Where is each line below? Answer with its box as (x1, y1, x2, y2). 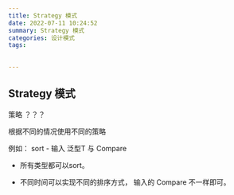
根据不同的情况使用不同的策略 (8, 127, 106, 136)
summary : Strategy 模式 (8, 26, 85, 34)
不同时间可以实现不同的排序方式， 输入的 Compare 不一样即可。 (19, 177, 231, 187)
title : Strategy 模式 (8, 11, 78, 20)
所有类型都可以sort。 (19, 160, 89, 170)
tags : (8, 41, 26, 49)
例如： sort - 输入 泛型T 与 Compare (8, 143, 127, 153)
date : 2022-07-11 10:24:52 (8, 19, 98, 27)
